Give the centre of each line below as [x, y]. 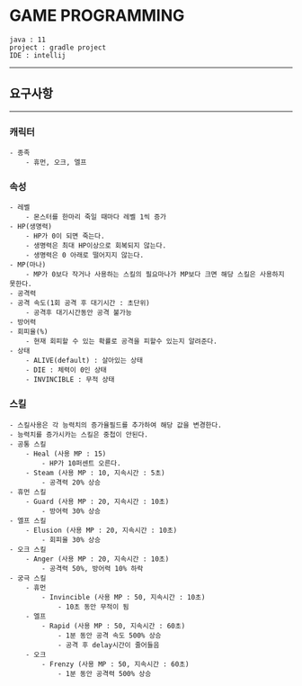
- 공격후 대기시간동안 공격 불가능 [79, 313]
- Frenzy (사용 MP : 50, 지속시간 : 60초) [115, 664]
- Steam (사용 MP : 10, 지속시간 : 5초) [96, 473]
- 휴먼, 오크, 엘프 [56, 163]
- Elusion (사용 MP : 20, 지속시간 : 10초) [102, 530]
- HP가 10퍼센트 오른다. [81, 463]
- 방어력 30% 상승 [71, 511]
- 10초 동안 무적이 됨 [93, 607]
